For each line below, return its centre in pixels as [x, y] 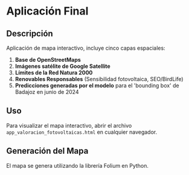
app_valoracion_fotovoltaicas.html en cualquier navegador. [82, 132]
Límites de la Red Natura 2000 [54, 73]
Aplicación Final [47, 11]
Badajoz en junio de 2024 [47, 92]
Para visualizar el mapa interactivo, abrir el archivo [69, 125]
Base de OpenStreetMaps [48, 60]
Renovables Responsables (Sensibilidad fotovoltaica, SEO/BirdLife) [99, 79]
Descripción [30, 34]
